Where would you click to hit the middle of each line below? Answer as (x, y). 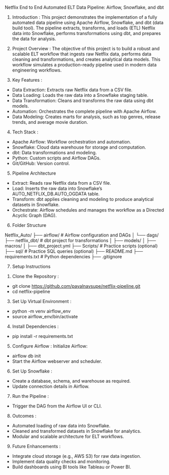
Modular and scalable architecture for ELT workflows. (68, 436)
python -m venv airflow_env (41, 311)
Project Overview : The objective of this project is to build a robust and (86, 48)
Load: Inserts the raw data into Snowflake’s (57, 188)
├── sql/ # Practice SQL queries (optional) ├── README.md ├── (74, 251)
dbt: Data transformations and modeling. (54, 152)
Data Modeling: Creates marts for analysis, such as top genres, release (86, 117)
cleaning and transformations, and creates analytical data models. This (86, 59)
